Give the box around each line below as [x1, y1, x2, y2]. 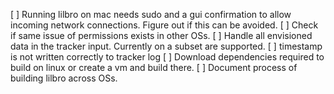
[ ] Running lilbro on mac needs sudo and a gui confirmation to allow [10, 9, 292, 20]
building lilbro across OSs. [10, 72, 118, 84]
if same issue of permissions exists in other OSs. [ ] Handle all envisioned [10, 30, 313, 41]
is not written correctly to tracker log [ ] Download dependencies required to [10, 51, 325, 63]
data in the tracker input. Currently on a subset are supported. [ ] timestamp [10, 40, 323, 52]
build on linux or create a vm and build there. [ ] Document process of [10, 62, 298, 73]
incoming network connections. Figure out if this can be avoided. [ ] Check [10, 19, 319, 31]
